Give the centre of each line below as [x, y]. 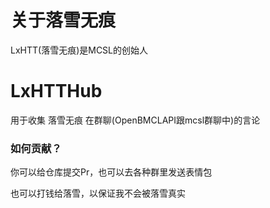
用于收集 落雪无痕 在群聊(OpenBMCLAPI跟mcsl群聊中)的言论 [135, 120]
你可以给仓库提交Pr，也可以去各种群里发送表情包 [111, 172]
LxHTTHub [56, 91]
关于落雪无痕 [63, 20]
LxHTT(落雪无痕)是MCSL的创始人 [79, 50]
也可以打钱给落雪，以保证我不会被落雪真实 [98, 193]
